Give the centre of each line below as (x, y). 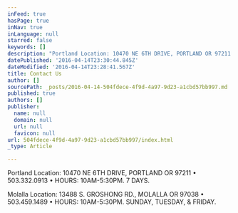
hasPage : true (29, 21)
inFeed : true (27, 14)
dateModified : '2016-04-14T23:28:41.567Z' (71, 67)
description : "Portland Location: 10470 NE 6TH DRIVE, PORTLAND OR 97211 (119, 54)
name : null (30, 113)
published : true (31, 93)
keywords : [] (27, 47)
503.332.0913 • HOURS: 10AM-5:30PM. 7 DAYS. (79, 181)
